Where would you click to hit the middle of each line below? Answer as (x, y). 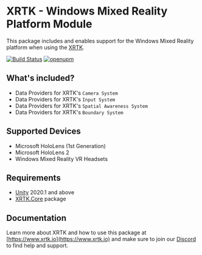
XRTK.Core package (40, 199)
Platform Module (49, 24)
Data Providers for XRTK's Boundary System (69, 112)
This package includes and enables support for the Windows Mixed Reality (100, 41)
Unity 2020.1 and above (45, 192)
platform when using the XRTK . (45, 47)
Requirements (33, 178)
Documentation (37, 218)
